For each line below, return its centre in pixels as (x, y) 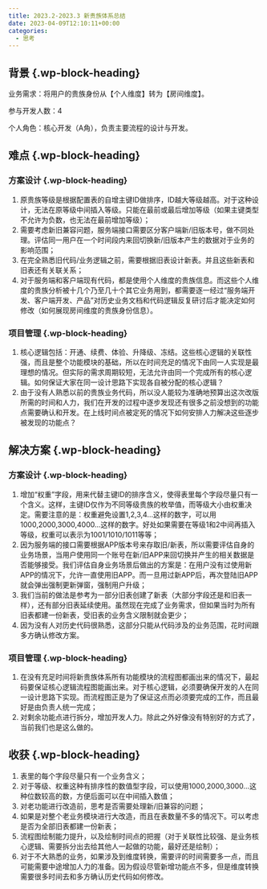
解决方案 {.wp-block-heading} (85, 450)
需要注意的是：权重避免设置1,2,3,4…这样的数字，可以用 (125, 514)
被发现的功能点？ (48, 422)
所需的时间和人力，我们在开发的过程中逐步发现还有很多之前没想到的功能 (139, 402)
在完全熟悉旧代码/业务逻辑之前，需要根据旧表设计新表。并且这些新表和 (137, 260)
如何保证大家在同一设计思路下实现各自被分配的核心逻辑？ (129, 382)
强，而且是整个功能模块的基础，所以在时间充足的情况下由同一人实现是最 (139, 362)
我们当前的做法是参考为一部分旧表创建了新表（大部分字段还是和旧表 (132, 595)
